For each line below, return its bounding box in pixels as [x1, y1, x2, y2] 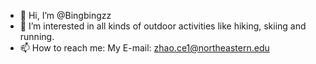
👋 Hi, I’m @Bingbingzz [19, 10, 112, 21]
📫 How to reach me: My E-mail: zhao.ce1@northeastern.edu [19, 42, 270, 54]
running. [19, 31, 55, 42]
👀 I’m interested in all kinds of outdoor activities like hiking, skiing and [19, 20, 307, 32]
